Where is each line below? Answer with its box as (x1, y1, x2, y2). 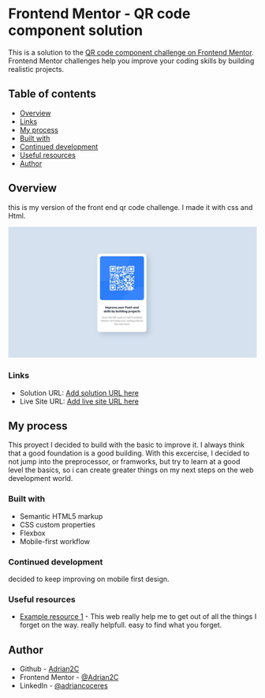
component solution (8, 21, 144, 39)
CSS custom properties (19, 520, 96, 529)
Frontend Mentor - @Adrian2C (19, 673, 119, 682)
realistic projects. (8, 64, 65, 73)
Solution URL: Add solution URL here (19, 388, 140, 397)
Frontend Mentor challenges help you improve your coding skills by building (8, 56, 255, 66)
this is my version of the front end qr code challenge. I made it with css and (8, 202, 253, 212)
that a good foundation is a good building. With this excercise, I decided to (8, 448, 250, 458)
